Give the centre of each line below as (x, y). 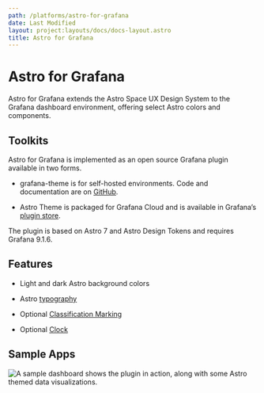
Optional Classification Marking (71, 314)
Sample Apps (42, 355)
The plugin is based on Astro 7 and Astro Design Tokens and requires (121, 231)
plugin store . (40, 216)
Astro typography (48, 299)
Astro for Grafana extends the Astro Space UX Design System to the (119, 99)
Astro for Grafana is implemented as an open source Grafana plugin (118, 160)
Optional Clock (44, 329)
